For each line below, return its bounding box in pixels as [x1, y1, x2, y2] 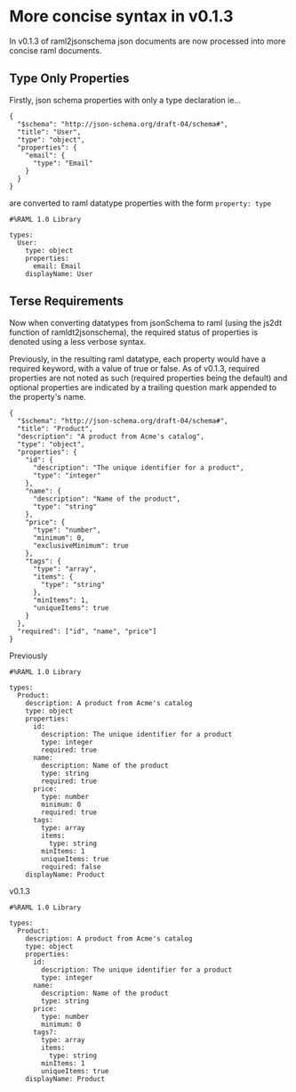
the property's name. [9, 391, 87, 402]
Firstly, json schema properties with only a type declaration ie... [9, 94, 242, 105]
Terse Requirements [9, 294, 124, 309]
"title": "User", [17, 127, 82, 136]
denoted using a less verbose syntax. [9, 336, 147, 346]
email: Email [32, 261, 82, 271]
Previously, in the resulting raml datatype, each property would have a [9, 354, 267, 364]
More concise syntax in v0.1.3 [9, 6, 234, 27]
